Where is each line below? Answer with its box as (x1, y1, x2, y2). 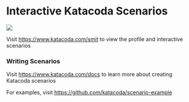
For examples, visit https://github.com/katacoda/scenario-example (6, 89, 172, 96)
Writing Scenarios (6, 57, 60, 65)
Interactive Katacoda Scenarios (6, 4, 168, 18)
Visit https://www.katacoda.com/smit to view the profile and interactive (6, 35, 183, 43)
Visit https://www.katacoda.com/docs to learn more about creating (6, 71, 173, 78)
